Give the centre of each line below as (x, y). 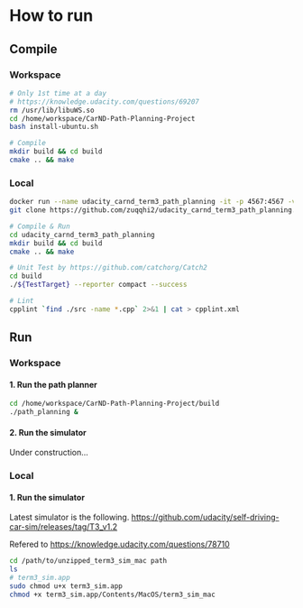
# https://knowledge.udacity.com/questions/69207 (105, 101)
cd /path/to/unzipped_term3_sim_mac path (88, 561)
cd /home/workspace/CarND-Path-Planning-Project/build (115, 404)
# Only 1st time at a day (58, 93)
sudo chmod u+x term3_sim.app (66, 586)
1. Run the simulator (47, 497)
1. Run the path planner (53, 384)
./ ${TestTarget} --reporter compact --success (98, 285)
